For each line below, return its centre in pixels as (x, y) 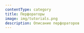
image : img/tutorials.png (31, 18)
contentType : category (28, 9)
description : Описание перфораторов (42, 23)
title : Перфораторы (25, 14)
